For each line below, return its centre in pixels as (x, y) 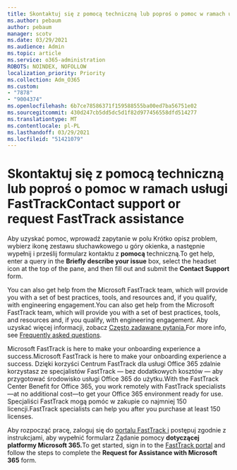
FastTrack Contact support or (94, 204)
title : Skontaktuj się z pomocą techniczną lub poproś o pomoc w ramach (116, 14)
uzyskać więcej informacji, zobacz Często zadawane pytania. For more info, (117, 328)
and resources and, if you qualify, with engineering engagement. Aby (108, 320)
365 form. (22, 460)
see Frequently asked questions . (55, 335)
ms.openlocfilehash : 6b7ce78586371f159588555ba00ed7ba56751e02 (102, 106)
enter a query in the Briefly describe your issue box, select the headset (112, 261)
